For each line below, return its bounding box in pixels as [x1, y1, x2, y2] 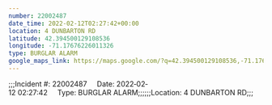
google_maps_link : [8, 57, 70, 65]
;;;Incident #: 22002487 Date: [8, 78, 115, 89]
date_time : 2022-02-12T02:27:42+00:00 [8, 19, 139, 27]
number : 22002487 [8, 11, 67, 20]
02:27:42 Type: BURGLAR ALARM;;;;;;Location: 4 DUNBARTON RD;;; [17, 87, 253, 97]
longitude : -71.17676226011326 [8, 42, 114, 50]
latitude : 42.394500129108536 [8, 34, 111, 43]
